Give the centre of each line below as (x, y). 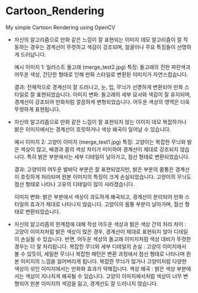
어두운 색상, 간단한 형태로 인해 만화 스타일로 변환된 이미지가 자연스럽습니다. (101, 74)
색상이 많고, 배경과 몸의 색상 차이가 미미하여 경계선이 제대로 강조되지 (100, 149)
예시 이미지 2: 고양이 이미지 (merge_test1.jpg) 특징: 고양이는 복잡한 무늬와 (100, 142)
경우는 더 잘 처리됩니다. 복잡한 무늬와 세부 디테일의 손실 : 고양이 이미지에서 (100, 246)
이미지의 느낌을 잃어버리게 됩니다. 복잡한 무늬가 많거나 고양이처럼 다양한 (104, 261)
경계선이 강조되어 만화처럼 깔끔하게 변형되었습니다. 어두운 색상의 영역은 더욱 (102, 101)
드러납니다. (33, 54)
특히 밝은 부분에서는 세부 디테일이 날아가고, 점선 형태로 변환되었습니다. (108, 157)
